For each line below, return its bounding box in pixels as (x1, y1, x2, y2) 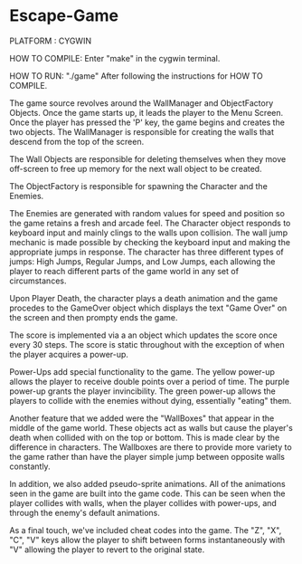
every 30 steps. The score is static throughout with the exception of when (9, 339, 285, 349)
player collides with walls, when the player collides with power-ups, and (9, 497, 278, 508)
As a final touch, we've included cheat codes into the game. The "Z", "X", (9, 524, 282, 535)
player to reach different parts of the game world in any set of (9, 265, 240, 276)
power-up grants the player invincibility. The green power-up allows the (9, 386, 276, 397)
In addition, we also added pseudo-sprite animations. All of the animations (9, 478, 287, 489)
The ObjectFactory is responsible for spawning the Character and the (9, 180, 269, 191)
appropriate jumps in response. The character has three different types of (9, 246, 284, 257)
